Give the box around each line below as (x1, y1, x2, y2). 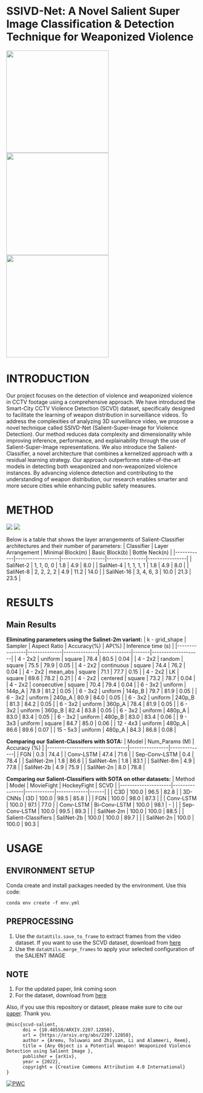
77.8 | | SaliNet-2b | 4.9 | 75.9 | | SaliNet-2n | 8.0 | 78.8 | (6, 763, 145, 770)
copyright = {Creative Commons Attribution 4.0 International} (22, 1064, 186, 1071)
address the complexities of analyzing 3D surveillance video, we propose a (6, 417, 194, 425)
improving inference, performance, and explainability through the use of (6, 436, 186, 444)
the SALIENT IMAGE (15, 952, 65, 959)
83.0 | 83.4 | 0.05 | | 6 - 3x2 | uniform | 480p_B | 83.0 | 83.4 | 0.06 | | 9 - (6, 713, 187, 720)
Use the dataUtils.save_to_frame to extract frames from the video (15, 932, 181, 940)
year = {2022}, (22, 1059, 61, 1065)
